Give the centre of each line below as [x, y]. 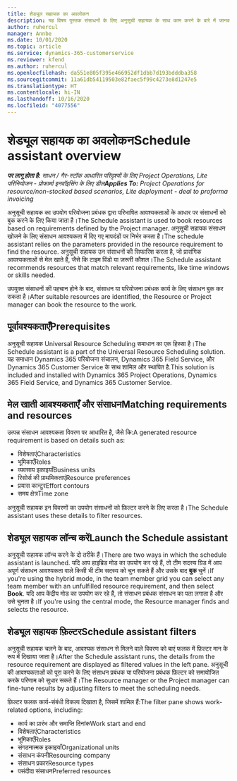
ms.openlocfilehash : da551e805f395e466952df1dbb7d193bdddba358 [102, 73]
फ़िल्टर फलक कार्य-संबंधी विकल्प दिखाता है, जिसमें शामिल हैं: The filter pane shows [105, 702]
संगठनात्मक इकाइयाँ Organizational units [68, 747]
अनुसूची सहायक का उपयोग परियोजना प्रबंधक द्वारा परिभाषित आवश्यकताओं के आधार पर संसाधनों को [117, 212]
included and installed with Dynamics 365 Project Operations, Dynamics [112, 375]
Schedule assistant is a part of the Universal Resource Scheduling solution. [116, 351]
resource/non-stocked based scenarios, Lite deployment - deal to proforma [117, 191]
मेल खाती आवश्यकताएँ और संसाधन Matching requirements [117, 405]
